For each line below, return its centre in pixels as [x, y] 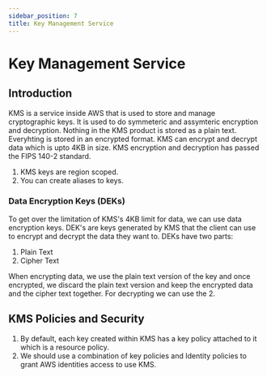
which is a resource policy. [64, 347]
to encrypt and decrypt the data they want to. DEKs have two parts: [121, 236]
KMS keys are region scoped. [69, 172]
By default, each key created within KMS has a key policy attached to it [138, 338]
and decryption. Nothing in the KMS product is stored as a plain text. [123, 130]
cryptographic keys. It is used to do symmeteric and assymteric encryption [133, 122]
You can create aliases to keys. [72, 180]
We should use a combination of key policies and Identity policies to [133, 356]
